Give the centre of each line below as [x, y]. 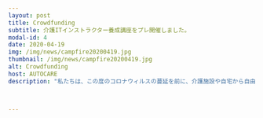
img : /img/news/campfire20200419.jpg [70, 52]
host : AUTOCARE [33, 74]
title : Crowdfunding [42, 23]
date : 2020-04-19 [37, 45]
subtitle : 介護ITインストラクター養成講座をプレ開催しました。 [99, 30]
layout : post [29, 15]
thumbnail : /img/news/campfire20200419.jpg [80, 60]
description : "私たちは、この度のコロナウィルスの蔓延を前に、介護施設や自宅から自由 [132, 81]
